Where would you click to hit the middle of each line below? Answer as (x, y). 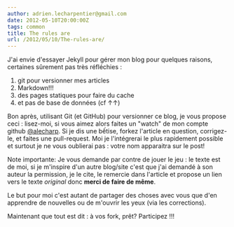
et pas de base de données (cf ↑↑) (69, 103)
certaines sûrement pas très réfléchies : (65, 67)
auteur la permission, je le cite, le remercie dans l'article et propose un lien (115, 175)
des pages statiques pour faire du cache (76, 96)
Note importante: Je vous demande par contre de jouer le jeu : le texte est (114, 160)
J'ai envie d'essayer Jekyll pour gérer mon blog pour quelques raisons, (110, 59)
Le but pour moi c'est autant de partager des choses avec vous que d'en (112, 196)
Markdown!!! (35, 88)
